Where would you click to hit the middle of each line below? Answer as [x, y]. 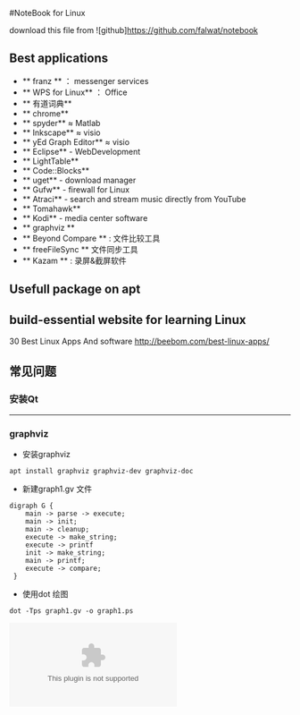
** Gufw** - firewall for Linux [76, 189]
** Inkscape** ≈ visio [61, 132]
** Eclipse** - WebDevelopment [81, 151]
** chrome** [45, 113]
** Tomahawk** [51, 209]
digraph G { [31, 506]
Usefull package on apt [75, 289]
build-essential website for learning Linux [128, 320]
